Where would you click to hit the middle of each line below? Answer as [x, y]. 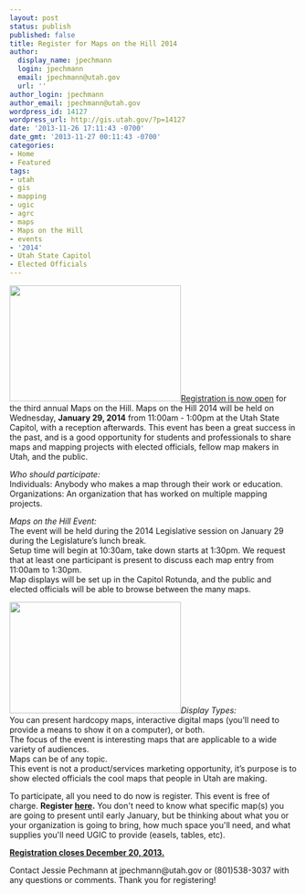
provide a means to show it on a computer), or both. [107, 729]
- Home [22, 154]
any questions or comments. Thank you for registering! [113, 880]
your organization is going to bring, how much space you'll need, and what [150, 825]
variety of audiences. [49, 749]
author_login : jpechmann [57, 94]
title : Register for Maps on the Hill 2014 [94, 43]
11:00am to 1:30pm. [46, 569]
